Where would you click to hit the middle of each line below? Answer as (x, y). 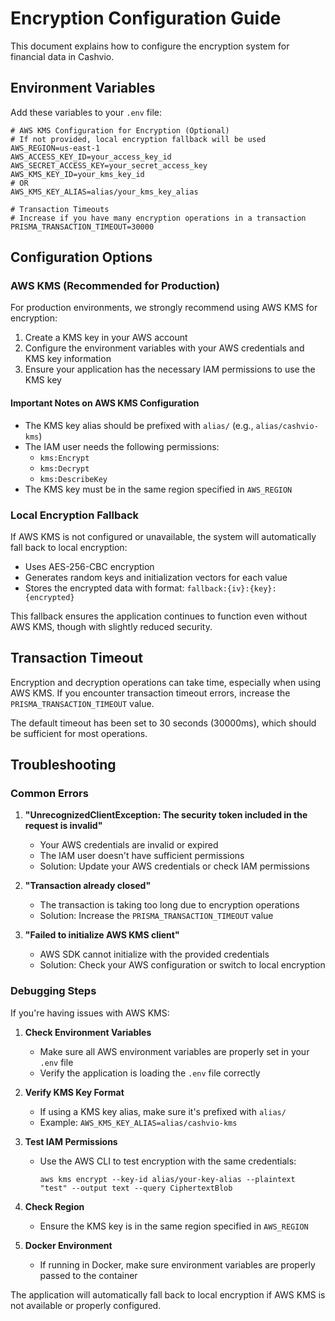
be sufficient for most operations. (79, 733)
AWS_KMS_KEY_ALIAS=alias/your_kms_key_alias (104, 192)
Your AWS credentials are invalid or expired (129, 845)
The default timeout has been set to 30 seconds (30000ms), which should (163, 723)
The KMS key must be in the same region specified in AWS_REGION (158, 489)
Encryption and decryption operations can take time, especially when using (166, 682)
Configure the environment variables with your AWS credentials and (164, 348)
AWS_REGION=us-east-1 (55, 148)
